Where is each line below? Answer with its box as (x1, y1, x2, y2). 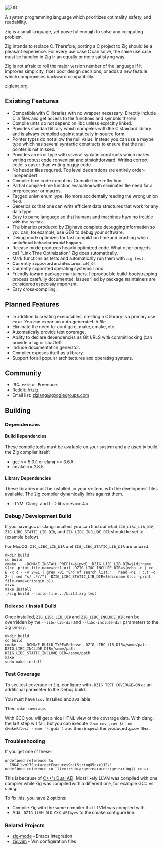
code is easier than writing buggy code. (12, 162, 92, 168)
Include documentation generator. (12, 344, 80, 350)
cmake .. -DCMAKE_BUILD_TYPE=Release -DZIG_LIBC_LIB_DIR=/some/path (5, 642, 147, 647)
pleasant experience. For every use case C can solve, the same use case (5, 49, 152, 54)
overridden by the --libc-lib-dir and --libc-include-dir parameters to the (5, 619, 159, 625)
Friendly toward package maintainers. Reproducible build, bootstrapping (12, 271, 157, 277)
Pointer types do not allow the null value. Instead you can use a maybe (12, 136, 154, 141)
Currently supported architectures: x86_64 (12, 260, 96, 266)
